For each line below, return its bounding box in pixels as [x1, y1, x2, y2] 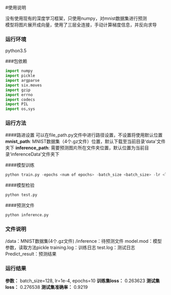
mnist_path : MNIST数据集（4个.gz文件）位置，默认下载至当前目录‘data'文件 [5, 139, 166, 145]
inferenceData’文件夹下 [11, 151, 60, 157]
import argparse [5, 78, 40, 83]
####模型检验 [5, 182, 35, 188]
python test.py [5, 192, 38, 198]
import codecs [5, 97, 36, 102]
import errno [5, 92, 33, 97]
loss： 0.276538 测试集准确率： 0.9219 [5, 284, 88, 290]
